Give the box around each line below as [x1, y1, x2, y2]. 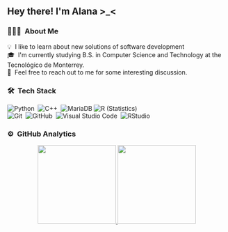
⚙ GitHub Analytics [7, 129, 76, 139]
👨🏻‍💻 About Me [7, 26, 59, 36]
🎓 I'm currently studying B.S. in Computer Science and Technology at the [7, 50, 222, 59]
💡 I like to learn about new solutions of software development [7, 42, 185, 51]
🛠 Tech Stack [7, 86, 57, 95]
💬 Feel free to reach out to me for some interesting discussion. [7, 68, 188, 76]
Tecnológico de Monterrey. [7, 61, 85, 69]
